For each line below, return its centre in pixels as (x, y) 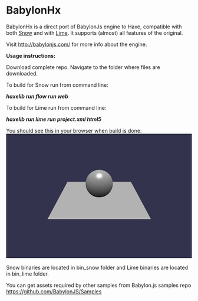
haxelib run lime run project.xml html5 (54, 119)
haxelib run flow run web (37, 96)
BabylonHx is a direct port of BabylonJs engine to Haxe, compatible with (94, 27)
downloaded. (22, 73)
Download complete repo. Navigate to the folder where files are (83, 67)
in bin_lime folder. (27, 274)
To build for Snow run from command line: (57, 85)
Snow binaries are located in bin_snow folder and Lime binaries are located (97, 267)
